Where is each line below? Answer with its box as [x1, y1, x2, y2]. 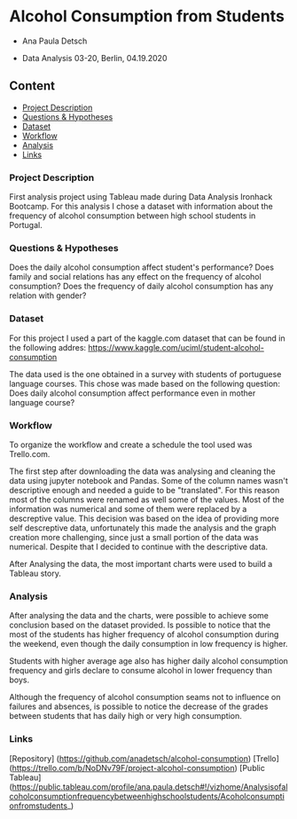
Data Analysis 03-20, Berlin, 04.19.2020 [21, 52, 168, 63]
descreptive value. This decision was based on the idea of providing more [9, 513, 279, 524]
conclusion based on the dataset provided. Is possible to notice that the [9, 619, 271, 631]
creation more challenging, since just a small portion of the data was [9, 532, 259, 542]
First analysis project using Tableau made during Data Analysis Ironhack [9, 192, 273, 202]
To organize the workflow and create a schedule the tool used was [9, 439, 253, 450]
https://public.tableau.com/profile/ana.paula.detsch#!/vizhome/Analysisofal [12, 781, 288, 791]
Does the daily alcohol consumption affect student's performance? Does [9, 262, 275, 272]
